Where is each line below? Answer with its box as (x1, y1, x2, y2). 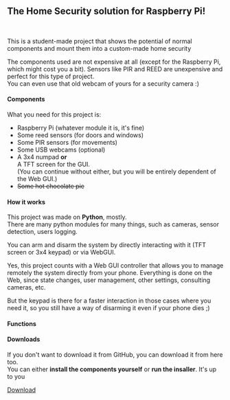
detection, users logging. (7, 228, 78, 236)
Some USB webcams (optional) (16, 145, 106, 154)
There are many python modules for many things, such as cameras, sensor (7, 220, 220, 228)
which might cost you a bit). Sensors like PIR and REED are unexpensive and (7, 64, 223, 73)
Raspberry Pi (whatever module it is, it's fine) (16, 123, 145, 132)
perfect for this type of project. (7, 72, 95, 80)
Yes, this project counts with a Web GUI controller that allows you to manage (7, 261, 224, 270)
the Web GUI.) (16, 175, 58, 183)
